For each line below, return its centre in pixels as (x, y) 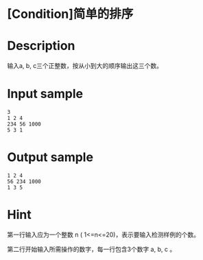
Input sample (45, 94)
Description (41, 46)
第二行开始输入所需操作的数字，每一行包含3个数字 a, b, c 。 (92, 249)
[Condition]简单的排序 (70, 14)
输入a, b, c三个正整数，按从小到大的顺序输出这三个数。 (85, 66)
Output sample (50, 157)
